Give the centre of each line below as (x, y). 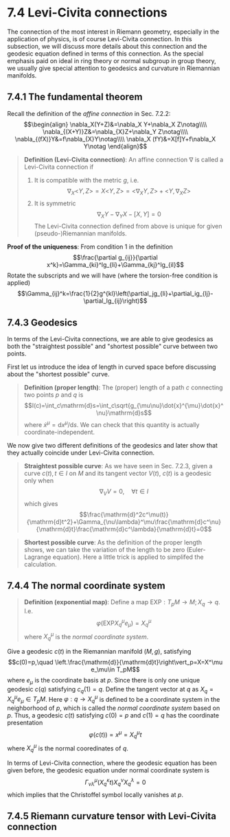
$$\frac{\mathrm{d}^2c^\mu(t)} (124, 514)
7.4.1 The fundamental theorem (75, 97)
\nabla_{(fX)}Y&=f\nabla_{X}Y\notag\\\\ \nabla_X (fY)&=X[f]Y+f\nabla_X (115, 139)
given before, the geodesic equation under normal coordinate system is (108, 770)
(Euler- (196, 549)
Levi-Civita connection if (59, 167)
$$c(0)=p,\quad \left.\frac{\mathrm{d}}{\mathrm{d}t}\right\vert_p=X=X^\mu (115, 662)
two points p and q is (54, 395)
